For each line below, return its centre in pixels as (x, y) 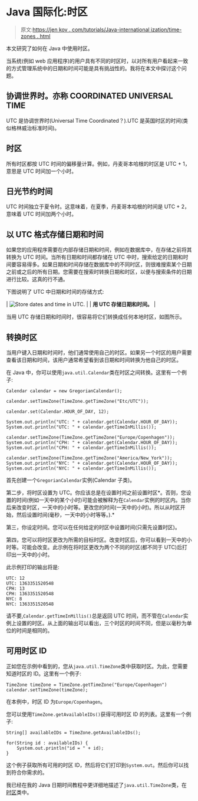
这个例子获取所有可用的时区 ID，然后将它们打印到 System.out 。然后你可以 (95, 765)
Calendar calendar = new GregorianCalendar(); (64, 391)
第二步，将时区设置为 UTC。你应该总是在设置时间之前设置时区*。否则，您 (96, 493)
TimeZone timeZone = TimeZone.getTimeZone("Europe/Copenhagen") (87, 685)
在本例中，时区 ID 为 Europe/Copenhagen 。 (56, 701)
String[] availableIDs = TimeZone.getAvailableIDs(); (74, 733)
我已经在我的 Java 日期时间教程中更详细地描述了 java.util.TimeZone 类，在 (97, 784)
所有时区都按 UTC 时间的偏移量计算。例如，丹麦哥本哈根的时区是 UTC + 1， (98, 163)
